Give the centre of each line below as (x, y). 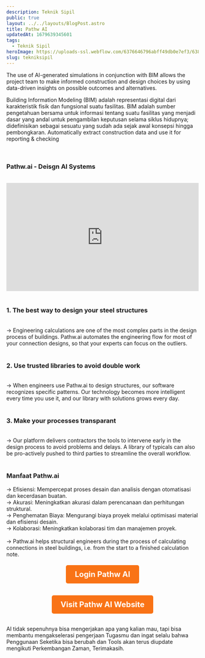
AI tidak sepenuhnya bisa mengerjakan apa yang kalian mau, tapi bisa (94, 629)
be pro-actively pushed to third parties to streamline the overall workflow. (99, 454)
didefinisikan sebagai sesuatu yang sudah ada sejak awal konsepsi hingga (100, 125)
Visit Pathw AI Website (103, 604)
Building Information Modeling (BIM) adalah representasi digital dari (91, 100)
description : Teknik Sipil (41, 12)
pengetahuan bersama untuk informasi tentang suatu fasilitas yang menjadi (101, 113)
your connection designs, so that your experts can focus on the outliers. (97, 343)
